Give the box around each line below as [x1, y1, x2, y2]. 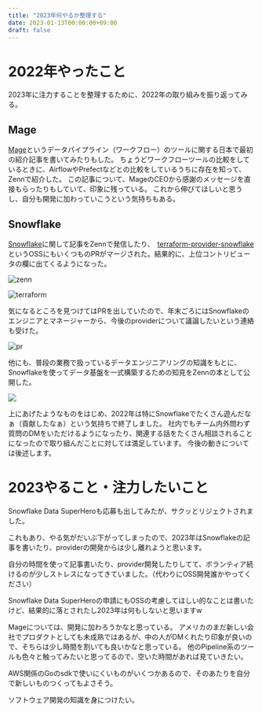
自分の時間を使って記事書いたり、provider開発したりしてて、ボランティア [8, 559, 247, 569]
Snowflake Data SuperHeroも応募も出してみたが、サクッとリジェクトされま [8, 506, 253, 515]
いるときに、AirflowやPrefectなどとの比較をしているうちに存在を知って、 [8, 164, 246, 174]
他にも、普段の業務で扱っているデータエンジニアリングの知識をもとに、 [8, 357, 242, 367]
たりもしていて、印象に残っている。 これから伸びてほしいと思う [35, 184, 243, 194]
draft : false [8, 26, 51, 34]
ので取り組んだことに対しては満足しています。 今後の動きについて [35, 438, 249, 448]
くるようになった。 [49, 259, 111, 268]
